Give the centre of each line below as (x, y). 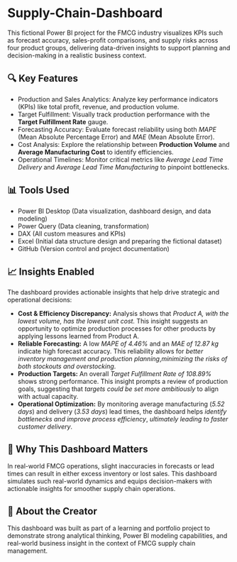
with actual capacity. (48, 397)
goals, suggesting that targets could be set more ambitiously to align (118, 389)
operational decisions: (40, 300)
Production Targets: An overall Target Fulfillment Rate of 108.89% (115, 374)
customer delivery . (45, 426)
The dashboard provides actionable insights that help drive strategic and (114, 292)
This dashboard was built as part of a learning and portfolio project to (109, 528)
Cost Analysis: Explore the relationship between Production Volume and (123, 144)
